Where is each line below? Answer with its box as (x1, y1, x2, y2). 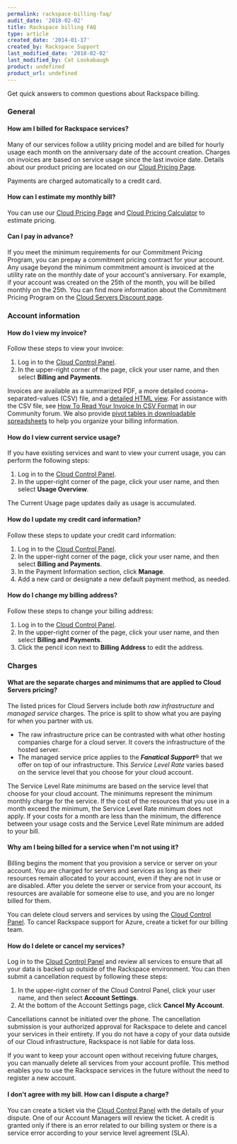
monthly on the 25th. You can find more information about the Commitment (7, 286, 226, 294)
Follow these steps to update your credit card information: (7, 531, 177, 539)
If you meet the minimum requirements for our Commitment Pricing (7, 248, 203, 257)
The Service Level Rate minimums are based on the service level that (7, 781, 209, 790)
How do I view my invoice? (7, 328, 87, 337)
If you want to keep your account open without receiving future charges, (7, 1051, 219, 1060)
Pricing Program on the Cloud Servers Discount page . (7, 293, 164, 302)
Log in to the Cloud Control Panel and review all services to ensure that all (7, 958, 223, 966)
